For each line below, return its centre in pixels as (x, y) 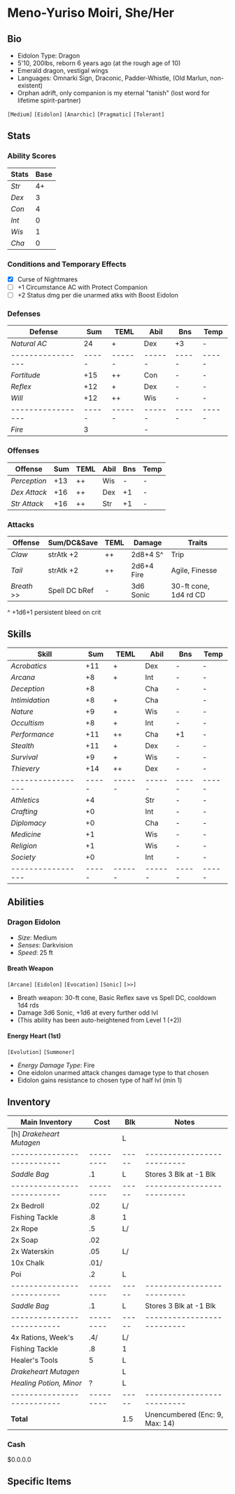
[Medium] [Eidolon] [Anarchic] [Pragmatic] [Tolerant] (86, 114)
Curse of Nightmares (48, 279)
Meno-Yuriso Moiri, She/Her (91, 13)
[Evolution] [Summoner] (41, 1052)
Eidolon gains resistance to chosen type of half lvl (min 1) (100, 1080)
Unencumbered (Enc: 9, (184, 1414)
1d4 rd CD (188, 595)
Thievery (25, 768)
